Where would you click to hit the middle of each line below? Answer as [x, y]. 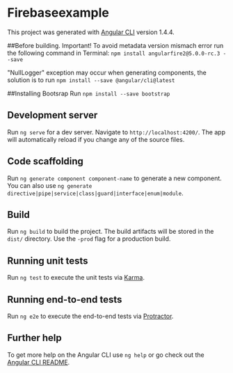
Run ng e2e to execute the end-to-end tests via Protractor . [90, 316]
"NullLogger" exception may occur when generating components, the [107, 72]
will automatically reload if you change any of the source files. [96, 139]
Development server [53, 115]
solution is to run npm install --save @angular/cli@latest [91, 80]
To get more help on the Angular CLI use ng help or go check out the [106, 355]
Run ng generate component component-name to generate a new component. [115, 178]
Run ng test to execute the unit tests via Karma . [76, 278]
